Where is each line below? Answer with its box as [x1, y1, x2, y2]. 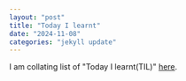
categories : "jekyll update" [9, 37, 117, 47]
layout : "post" [9, 12, 66, 22]
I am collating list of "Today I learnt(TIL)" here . [9, 62, 178, 72]
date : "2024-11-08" [9, 29, 81, 38]
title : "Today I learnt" [9, 21, 101, 30]
